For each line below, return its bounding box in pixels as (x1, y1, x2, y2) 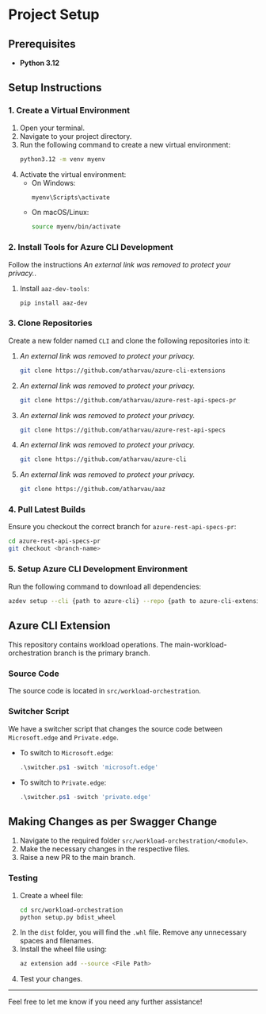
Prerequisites (8, 37, 76, 51)
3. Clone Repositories (8, 317, 93, 328)
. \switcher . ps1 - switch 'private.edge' (19, 793, 152, 801)
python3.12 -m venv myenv (19, 155, 105, 163)
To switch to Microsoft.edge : (19, 747, 114, 757)
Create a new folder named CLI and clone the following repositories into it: (8, 336, 251, 345)
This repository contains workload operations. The (8, 640, 173, 650)
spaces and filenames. (19, 936, 93, 946)
